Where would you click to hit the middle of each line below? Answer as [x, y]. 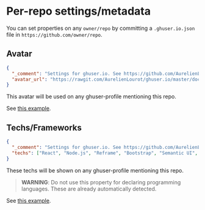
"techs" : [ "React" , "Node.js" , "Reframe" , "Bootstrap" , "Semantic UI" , [105, 153]
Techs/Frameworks [44, 127]
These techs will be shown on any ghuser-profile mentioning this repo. [95, 170]
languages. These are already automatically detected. [89, 189]
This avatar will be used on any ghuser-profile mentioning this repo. [92, 96]
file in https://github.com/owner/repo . [54, 34]
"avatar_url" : [30, 79]
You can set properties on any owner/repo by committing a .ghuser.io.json [101, 28]
